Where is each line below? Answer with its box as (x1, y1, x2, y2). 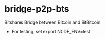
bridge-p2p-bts (4, 3, 69, 14)
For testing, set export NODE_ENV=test (11, 28, 91, 34)
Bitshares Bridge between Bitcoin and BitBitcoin (4, 19, 101, 25)
